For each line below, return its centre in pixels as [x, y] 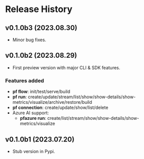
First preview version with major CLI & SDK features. [66, 67]
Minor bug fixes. [29, 40]
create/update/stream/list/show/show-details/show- [82, 97]
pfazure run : [33, 118]
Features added [24, 80]
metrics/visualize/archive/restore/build [52, 102]
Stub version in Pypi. [33, 151]
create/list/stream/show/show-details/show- [93, 118]
